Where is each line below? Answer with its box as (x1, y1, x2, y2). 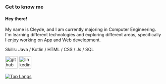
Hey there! (5, 16, 27, 22)
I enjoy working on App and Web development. (5, 37, 101, 43)
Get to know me (5, 3, 44, 10)
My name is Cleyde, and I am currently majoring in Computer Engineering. (5, 27, 156, 32)
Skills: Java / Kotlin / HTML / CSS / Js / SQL (5, 47, 94, 53)
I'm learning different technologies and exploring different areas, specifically (5, 32, 161, 38)
